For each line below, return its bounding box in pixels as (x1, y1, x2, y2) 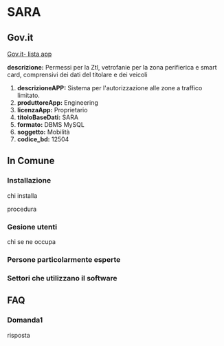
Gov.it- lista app (7, 50, 52, 58)
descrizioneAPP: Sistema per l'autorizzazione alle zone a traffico (16, 84, 203, 92)
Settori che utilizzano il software (7, 273, 117, 283)
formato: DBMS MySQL (16, 121, 85, 128)
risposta (7, 331, 31, 339)
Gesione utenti (7, 222, 57, 232)
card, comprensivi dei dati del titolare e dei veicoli (7, 70, 148, 79)
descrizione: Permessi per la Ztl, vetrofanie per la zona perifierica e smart (7, 63, 217, 71)
